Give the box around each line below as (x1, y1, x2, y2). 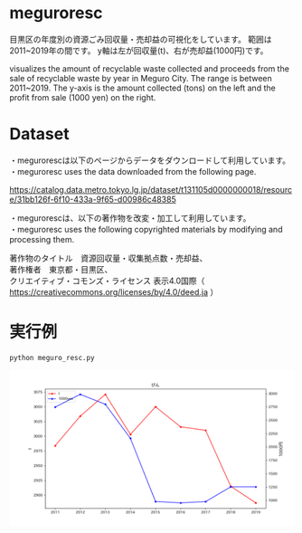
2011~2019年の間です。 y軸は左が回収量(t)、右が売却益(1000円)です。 (9, 44, 269, 56)
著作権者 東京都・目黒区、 (9, 263, 113, 274)
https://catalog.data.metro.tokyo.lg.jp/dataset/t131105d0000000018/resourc (9, 184, 292, 195)
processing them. (9, 233, 75, 244)
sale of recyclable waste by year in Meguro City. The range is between (9, 72, 273, 83)
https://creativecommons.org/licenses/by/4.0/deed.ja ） (9, 286, 219, 297)
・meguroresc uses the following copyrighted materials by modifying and (9, 224, 283, 234)
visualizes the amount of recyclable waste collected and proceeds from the (9, 62, 289, 74)
